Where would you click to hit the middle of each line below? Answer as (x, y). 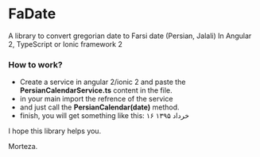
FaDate (32, 14)
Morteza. (23, 147)
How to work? (35, 64)
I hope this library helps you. (55, 131)
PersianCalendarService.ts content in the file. (96, 90)
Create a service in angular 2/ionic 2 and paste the (103, 82)
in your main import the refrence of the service (96, 99)
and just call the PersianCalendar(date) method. (99, 107)
